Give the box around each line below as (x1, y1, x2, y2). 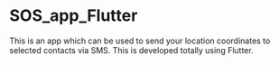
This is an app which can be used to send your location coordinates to (9, 35, 271, 46)
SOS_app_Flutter (9, 5, 138, 26)
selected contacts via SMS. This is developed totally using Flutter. (9, 44, 255, 55)
